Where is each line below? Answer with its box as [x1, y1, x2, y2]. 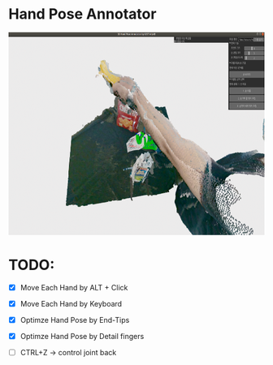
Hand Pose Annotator [8, 5, 157, 24]
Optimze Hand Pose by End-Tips [19, 316, 130, 324]
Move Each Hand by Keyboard [19, 298, 123, 308]
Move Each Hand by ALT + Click [19, 282, 128, 292]
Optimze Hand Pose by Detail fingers [19, 332, 145, 341]
